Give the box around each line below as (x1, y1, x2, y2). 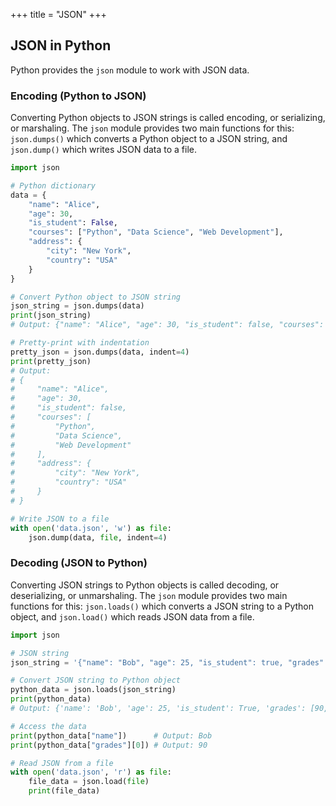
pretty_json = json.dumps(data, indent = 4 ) (10, 347, 190, 357)
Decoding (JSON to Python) (10, 556, 148, 570)
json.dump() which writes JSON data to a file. (10, 144, 197, 156)
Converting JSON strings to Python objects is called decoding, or (10, 579, 280, 591)
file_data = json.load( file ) (28, 777, 150, 787)
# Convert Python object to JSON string (10, 292, 182, 302)
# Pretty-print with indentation (10, 338, 150, 348)
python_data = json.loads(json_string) (10, 685, 177, 695)
